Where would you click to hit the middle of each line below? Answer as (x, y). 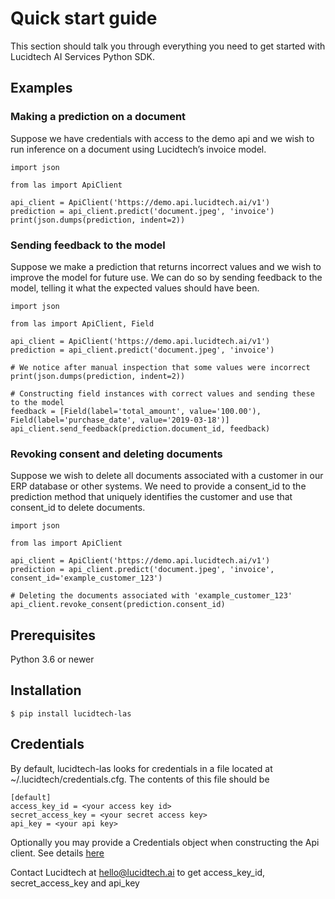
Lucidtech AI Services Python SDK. (82, 56)
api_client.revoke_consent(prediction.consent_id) (118, 605)
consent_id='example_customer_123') (86, 578)
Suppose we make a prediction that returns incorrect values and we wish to (166, 266)
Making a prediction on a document (98, 117)
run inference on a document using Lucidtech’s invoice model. (138, 149)
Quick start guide (84, 18)
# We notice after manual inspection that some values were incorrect (160, 367)
